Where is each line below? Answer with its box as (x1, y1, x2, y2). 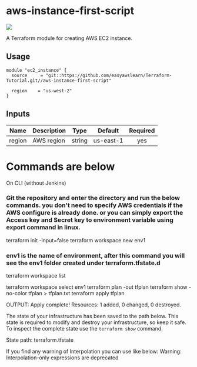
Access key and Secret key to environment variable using (6, 216, 173, 224)
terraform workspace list (6, 272, 66, 279)
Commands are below (6, 160, 115, 173)
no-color (6, 290, 28, 297)
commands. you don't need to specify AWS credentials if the (6, 201, 183, 209)
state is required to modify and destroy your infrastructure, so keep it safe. (6, 319, 187, 326)
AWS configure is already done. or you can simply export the (6, 209, 183, 217)
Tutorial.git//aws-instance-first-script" (6, 78, 112, 84)
